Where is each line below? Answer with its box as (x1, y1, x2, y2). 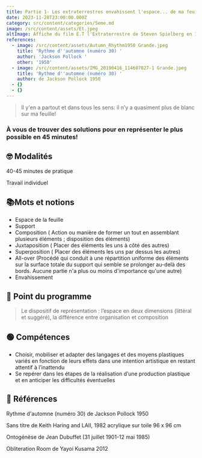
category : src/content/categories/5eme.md (6, 20, 114, 26)
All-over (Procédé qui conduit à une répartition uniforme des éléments (14, 254, 189, 262)
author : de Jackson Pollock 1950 (17, 76, 101, 82)
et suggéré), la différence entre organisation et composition (20, 314, 169, 321)
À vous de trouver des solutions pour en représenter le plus (6, 125, 183, 133)
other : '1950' (17, 59, 52, 65)
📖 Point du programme (6, 291, 92, 301)
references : (6, 37, 36, 43)
